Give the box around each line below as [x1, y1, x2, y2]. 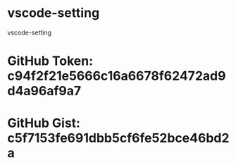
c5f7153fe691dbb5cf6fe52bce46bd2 [7, 130, 230, 146]
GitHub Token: [7, 53, 94, 69]
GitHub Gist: [7, 115, 81, 131]
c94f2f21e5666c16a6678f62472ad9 [7, 68, 226, 84]
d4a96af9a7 [7, 83, 82, 99]
